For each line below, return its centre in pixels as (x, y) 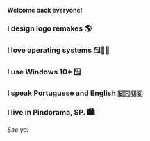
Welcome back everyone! (45, 10)
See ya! (18, 130)
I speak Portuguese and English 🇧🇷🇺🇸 (75, 93)
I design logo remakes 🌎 (50, 28)
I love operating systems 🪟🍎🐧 (59, 50)
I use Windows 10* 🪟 (44, 72)
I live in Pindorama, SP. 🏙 (51, 112)
